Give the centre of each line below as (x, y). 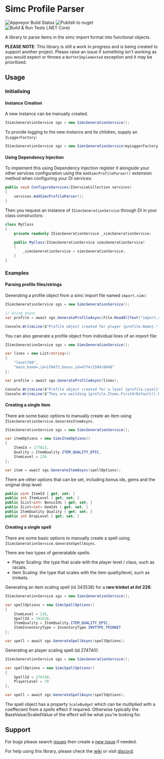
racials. (19, 567)
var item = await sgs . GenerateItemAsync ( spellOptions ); (63, 470)
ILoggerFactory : (21, 137)
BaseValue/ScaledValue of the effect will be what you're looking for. (73, 715)
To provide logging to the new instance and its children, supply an (71, 132)
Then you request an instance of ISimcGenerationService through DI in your (81, 210)
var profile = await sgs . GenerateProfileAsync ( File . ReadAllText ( (73, 318)
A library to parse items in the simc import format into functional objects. (78, 37)
